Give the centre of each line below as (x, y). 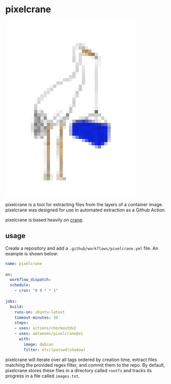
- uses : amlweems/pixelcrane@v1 (49, 334)
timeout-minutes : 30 (36, 318)
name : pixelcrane (24, 263)
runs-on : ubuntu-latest (40, 312)
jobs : (11, 301)
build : (17, 307)
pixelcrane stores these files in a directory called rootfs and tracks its (79, 370)
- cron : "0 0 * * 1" (36, 291)
